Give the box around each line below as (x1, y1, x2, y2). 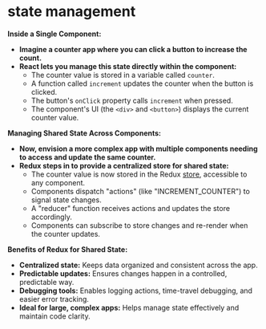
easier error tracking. (18, 294, 90, 303)
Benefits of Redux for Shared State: (7, 244, 128, 254)
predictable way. (18, 277, 75, 286)
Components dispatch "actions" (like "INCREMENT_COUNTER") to (30, 186, 250, 196)
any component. (30, 177, 86, 187)
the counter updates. (30, 229, 101, 238)
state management (7, 2, 136, 21)
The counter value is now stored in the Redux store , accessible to (30, 169, 248, 179)
